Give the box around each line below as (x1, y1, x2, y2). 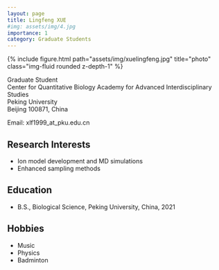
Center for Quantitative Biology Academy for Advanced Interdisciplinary (7, 83, 213, 91)
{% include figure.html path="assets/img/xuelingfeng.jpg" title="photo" (7, 55, 211, 63)
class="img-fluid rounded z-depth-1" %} (7, 62, 123, 71)
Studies (7, 91, 29, 99)
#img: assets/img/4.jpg (7, 23, 76, 30)
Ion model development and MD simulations (17, 156, 143, 165)
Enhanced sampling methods (17, 164, 100, 172)
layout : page (7, 10, 45, 17)
